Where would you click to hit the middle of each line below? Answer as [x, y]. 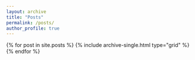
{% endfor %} [23, 52]
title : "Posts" [25, 17]
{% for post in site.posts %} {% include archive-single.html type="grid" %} [98, 45]
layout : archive [26, 12]
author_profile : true [33, 28]
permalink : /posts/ [30, 23]
